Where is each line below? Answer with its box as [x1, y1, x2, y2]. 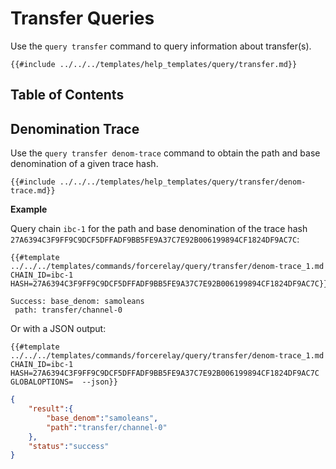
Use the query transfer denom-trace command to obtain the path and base [10, 147, 321, 159]
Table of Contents [10, 87, 125, 104]
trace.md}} [10, 186, 56, 196]
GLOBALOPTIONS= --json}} [10, 377, 118, 387]
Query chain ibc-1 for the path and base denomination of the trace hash [10, 223, 308, 235]
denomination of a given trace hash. [10, 158, 159, 170]
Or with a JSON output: [10, 323, 107, 335]
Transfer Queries [10, 7, 155, 30]
